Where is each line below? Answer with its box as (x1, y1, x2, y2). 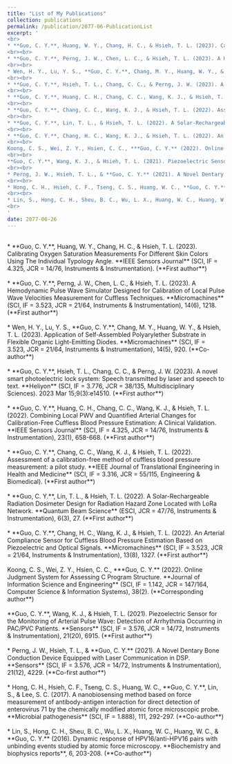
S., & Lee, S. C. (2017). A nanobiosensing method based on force (7, 690, 192, 698)
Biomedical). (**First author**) (7, 477, 95, 485)
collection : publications (7, 17, 81, 24)
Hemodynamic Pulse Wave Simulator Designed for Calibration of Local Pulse (7, 286, 225, 295)
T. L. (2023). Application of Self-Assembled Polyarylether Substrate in (7, 330, 206, 339)
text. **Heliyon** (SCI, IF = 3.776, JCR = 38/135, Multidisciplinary (7, 382, 195, 390)
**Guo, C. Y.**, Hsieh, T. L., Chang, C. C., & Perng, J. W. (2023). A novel (11, 367, 218, 375)
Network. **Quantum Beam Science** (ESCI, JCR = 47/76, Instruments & (7, 506, 217, 515)
